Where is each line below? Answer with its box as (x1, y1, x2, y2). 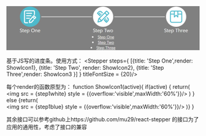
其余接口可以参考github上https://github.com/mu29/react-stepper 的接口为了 (6, 116, 199, 123)
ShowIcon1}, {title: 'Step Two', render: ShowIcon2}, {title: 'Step (6, 64, 164, 72)
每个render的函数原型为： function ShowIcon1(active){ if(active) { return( (6, 83, 190, 91)
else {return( (6, 97, 38, 104)
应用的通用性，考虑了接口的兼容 (6, 123, 87, 131)
